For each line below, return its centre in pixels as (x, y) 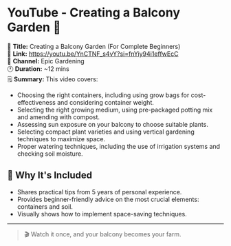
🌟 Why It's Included (50, 175)
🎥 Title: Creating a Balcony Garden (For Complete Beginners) (94, 46)
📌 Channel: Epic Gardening (46, 61)
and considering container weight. (106, 102)
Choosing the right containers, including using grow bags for (103, 95)
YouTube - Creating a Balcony (94, 13)
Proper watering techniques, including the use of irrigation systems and (119, 146)
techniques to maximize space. (61, 139)
